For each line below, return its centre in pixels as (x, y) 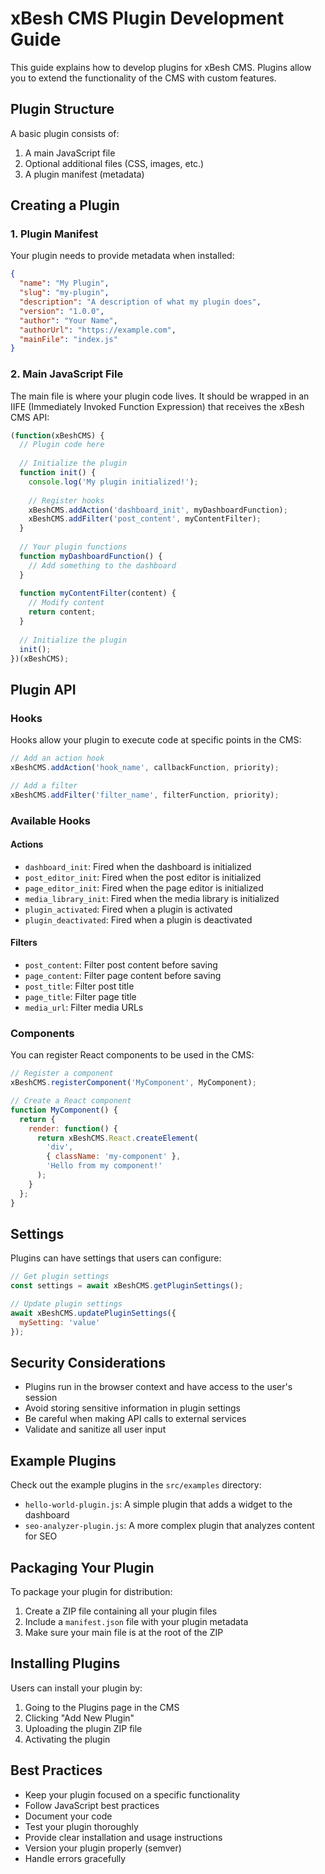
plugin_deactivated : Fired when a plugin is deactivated (138, 919)
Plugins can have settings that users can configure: (116, 1258)
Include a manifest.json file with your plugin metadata (136, 1622)
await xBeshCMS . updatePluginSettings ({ (93, 1313)
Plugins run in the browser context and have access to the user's (158, 1387)
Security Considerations (88, 1363)
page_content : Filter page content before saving (123, 975)
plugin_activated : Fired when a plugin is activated (128, 909)
